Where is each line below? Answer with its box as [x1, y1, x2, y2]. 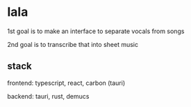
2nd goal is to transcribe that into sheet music [7, 40, 139, 48]
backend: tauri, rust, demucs [7, 92, 90, 100]
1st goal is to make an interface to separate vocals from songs [7, 27, 185, 35]
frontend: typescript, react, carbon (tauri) [7, 79, 126, 87]
